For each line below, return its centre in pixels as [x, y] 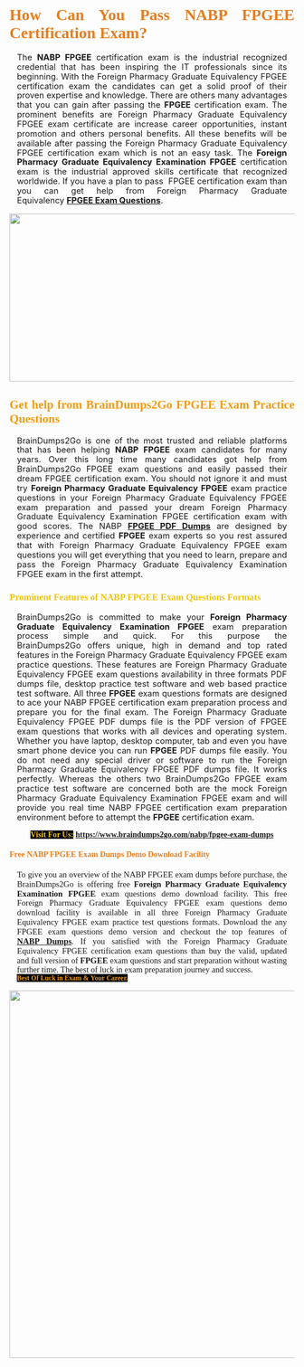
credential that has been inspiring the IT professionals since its [152, 66]
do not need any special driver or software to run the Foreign [152, 760]
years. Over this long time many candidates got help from [152, 460]
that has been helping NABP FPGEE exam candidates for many [152, 450]
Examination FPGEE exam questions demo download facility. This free [152, 893]
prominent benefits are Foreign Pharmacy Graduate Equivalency [152, 115]
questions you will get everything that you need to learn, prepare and [152, 555]
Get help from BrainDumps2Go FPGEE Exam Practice [152, 405]
